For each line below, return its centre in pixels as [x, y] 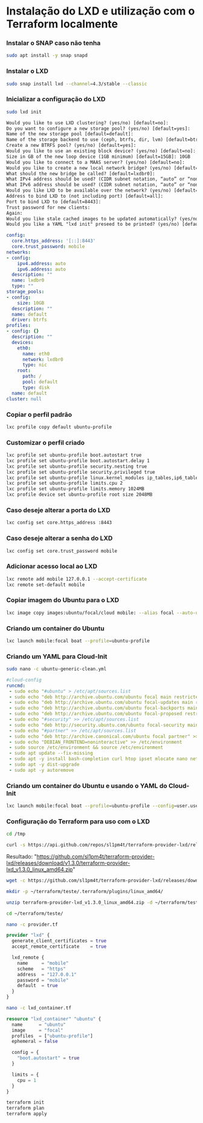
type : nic [34, 365]
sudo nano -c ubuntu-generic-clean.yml [56, 669]
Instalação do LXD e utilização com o [101, 11]
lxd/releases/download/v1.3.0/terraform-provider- [68, 863]
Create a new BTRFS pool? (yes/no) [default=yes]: [71, 146]
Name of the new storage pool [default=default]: [70, 134]
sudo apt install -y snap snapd [47, 56]
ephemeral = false [35, 1042]
